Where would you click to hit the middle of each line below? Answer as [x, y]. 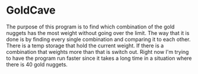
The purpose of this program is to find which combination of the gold [90, 27]
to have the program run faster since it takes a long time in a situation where [99, 58]
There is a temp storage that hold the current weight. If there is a [85, 46]
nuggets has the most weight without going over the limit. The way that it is [98, 33]
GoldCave [31, 10]
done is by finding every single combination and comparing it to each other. [98, 39]
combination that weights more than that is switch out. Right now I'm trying [98, 52]
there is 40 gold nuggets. [37, 64]
